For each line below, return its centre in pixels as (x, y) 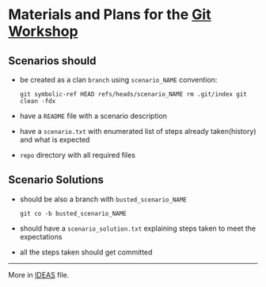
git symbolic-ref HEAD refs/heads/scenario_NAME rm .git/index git (133, 94)
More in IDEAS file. (39, 274)
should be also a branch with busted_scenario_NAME (103, 199)
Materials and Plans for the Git (110, 15)
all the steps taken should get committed (86, 252)
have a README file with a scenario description (93, 116)
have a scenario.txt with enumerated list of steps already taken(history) (138, 131)
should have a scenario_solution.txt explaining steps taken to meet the (137, 228)
